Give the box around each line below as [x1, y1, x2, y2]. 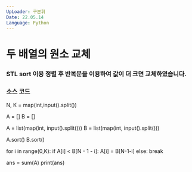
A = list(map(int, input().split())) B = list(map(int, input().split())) [6, 124, 160, 132]
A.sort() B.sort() [6, 136, 45, 143]
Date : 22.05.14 [6, 14, 44, 20]
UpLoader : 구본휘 [6, 8, 46, 15]
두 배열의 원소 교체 [6, 47, 91, 61]
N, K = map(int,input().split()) [6, 101, 78, 108]
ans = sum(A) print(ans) [6, 159, 65, 166]
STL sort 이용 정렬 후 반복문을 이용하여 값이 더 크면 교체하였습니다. [6, 70, 187, 78]
